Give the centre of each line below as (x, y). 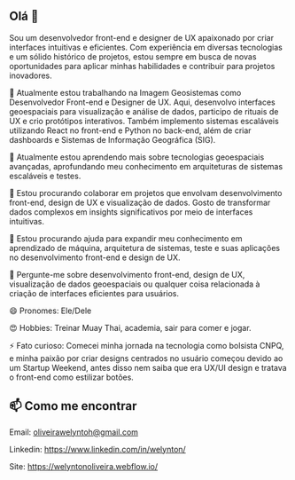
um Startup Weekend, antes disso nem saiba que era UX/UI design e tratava (148, 367)
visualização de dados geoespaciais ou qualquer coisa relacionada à (135, 284)
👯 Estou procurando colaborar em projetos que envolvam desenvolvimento (146, 193)
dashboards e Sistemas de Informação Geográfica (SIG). (113, 139)
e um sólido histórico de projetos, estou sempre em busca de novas (133, 56)
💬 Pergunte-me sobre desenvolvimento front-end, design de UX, (127, 274)
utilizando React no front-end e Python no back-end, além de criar (130, 130)
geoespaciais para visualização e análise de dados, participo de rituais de (144, 111)
